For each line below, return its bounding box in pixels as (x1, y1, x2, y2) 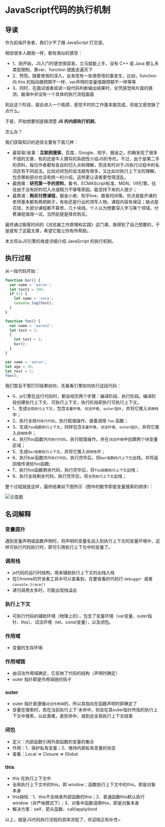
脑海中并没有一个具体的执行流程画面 (21, 92, 94, 97)
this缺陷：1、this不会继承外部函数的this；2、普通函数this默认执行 (12, 794, 145, 800)
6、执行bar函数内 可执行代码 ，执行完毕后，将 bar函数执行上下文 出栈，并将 (12, 455, 154, 460)
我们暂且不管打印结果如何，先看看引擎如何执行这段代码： (5, 383, 121, 389)
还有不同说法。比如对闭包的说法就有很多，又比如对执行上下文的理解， (16, 168, 159, 174)
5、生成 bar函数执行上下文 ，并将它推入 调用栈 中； (12, 449, 106, 455)
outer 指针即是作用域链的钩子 (12, 676, 72, 682)
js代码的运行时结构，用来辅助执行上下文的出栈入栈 (12, 570, 115, 576)
